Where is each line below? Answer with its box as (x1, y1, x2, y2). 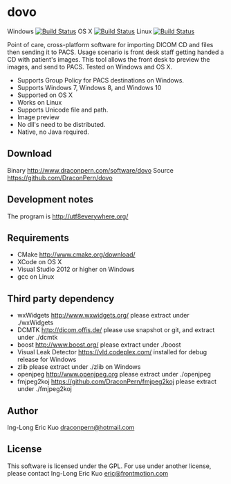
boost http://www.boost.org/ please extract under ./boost (17, 340, 181, 349)
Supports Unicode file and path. (17, 105, 109, 114)
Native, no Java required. (17, 128, 90, 136)
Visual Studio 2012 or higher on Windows (17, 265, 135, 274)
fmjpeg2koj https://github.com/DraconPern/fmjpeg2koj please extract (17, 377, 216, 386)
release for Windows (17, 355, 77, 364)
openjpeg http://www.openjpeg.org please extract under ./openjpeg (17, 370, 211, 379)
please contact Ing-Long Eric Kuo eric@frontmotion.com (7, 469, 169, 477)
